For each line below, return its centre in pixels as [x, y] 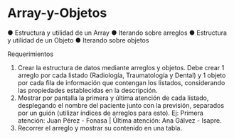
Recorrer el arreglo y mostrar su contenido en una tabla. [100, 128]
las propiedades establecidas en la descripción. [87, 90]
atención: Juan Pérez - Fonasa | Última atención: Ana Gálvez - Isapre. [119, 120]
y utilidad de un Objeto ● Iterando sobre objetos [78, 40]
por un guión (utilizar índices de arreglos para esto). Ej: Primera [111, 113]
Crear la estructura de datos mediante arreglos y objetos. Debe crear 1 [121, 67]
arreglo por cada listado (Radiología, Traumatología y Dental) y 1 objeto [122, 75]
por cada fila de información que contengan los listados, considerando [121, 82]
